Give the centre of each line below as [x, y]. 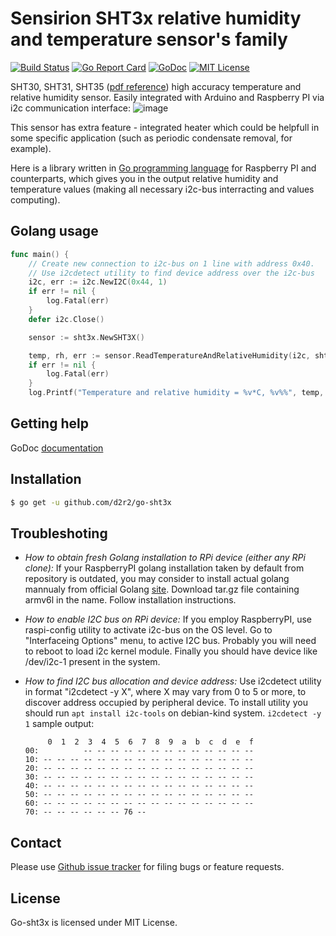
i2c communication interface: [71, 108]
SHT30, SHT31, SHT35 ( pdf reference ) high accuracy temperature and [156, 86]
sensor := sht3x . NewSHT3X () [86, 337]
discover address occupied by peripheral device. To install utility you [166, 703]
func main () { [40, 254]
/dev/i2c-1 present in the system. [92, 662]
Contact [36, 842]
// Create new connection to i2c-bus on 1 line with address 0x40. [171, 263]
